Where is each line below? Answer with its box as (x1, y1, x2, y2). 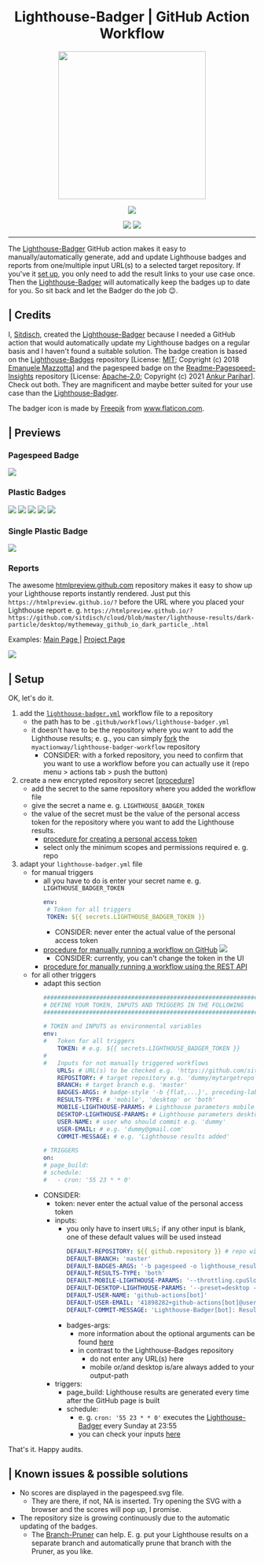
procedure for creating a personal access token (42, 834, 198, 843)
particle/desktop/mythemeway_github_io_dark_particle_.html (8, 621, 210, 629)
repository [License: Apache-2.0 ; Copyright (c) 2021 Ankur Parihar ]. (35, 371, 255, 381)
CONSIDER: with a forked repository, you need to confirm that (42, 750, 244, 760)
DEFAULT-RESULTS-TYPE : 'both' (66, 1269, 166, 1277)
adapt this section (42, 978, 101, 988)
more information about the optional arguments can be (78, 1328, 255, 1338)
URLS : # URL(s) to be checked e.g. (57, 1067, 174, 1074)
